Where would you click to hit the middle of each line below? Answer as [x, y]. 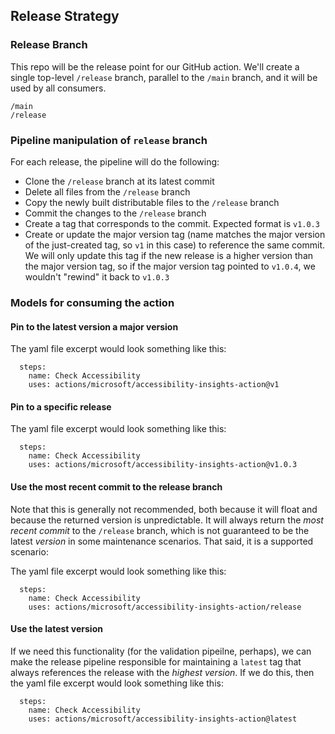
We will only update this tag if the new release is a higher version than [169, 255]
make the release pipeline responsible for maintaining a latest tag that [156, 661]
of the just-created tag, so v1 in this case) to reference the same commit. [175, 245]
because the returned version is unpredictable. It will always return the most [167, 520]
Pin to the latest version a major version [94, 326]
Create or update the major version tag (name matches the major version [175, 234]
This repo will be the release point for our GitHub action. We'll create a [155, 66]
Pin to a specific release [61, 406]
